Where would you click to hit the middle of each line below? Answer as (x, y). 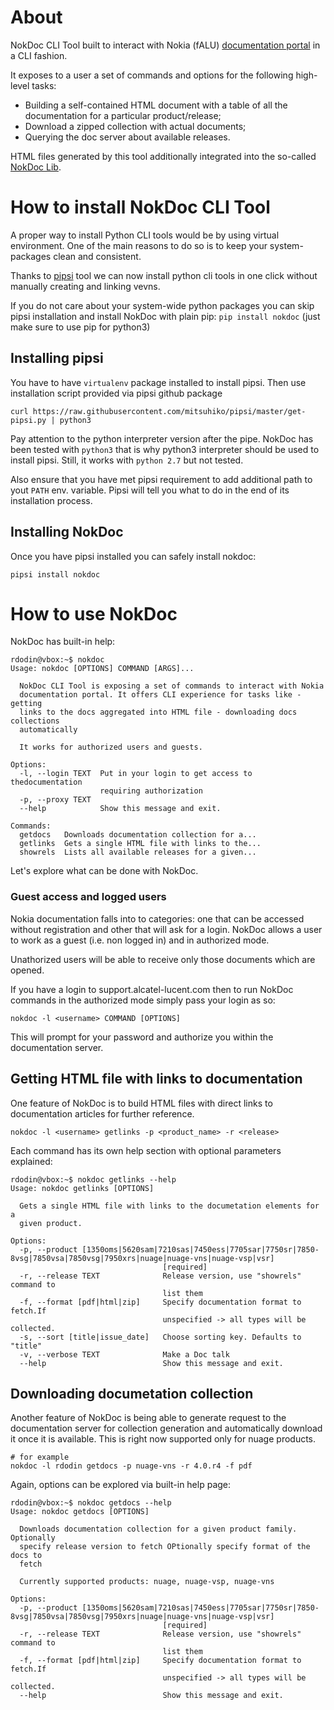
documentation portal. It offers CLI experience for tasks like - (160, 695)
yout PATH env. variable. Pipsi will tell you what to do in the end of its (150, 490)
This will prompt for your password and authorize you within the (142, 1037)
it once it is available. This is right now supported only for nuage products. (163, 1439)
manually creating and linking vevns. (85, 286)
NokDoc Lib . (36, 167)
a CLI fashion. (39, 55)
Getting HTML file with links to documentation (156, 1079)
